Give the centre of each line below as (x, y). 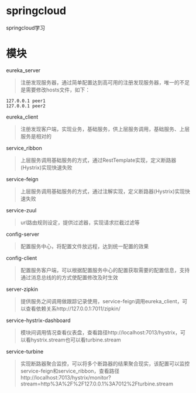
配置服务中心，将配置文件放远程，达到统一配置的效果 (85, 246)
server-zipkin (22, 289)
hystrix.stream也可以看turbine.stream (76, 340)
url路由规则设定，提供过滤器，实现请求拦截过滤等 (80, 222)
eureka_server (23, 70)
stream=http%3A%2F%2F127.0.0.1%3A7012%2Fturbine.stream (97, 384)
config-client (22, 258)
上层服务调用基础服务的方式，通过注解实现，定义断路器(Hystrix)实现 (103, 191)
